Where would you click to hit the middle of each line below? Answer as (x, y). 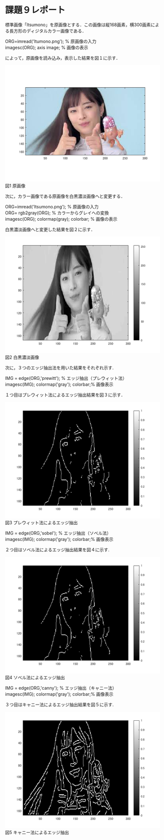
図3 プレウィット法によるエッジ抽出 (41, 522)
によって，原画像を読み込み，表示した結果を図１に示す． (63, 58)
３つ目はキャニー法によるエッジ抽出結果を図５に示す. (59, 705)
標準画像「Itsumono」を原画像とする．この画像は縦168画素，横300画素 (78, 25)
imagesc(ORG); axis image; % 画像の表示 (47, 47)
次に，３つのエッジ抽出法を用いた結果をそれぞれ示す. (59, 368)
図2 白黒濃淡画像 (22, 357)
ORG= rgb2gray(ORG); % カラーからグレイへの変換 (57, 213)
